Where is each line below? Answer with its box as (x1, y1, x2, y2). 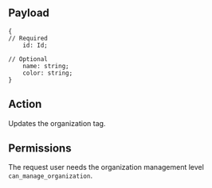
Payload (8, 6, 50, 20)
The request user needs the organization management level (8, 163, 205, 172)
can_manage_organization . (8, 171, 93, 181)
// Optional (8, 55, 48, 63)
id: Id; (22, 41, 48, 49)
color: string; (22, 69, 73, 77)
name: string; (22, 62, 69, 70)
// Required (8, 34, 48, 42)
